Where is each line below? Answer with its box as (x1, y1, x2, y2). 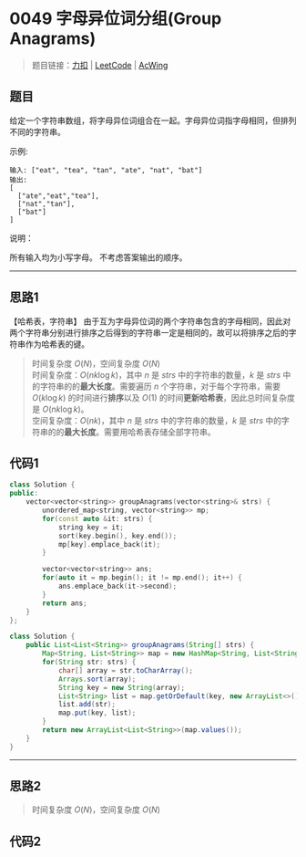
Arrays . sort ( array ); (57, 674, 137, 684)
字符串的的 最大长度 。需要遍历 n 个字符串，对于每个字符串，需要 (39, 381, 280, 392)
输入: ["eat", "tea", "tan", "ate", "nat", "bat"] (9, 165, 203, 174)
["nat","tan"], (17, 199, 76, 208)
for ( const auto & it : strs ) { (42, 514, 153, 523)
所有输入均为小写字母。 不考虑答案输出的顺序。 (9, 252, 188, 263)
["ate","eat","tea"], (17, 191, 100, 201)
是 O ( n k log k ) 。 (31, 403, 89, 414)
